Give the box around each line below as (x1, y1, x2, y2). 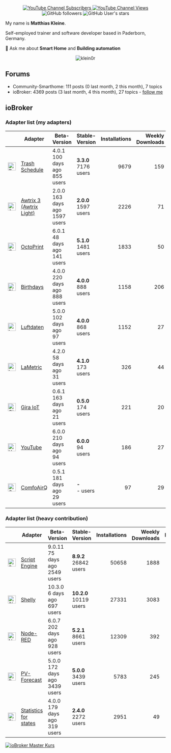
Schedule (21, 166, 44, 173)
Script (21, 556, 36, 563)
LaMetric (21, 363, 42, 370)
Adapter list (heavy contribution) (5, 515, 88, 522)
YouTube (21, 444, 42, 451)
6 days (47, 589, 65, 597)
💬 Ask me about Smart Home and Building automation (5, 45, 121, 51)
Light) (21, 209, 35, 217)
